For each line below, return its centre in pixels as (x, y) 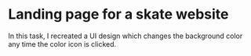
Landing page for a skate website (118, 14)
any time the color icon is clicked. (62, 44)
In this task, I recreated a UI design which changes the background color (125, 36)
